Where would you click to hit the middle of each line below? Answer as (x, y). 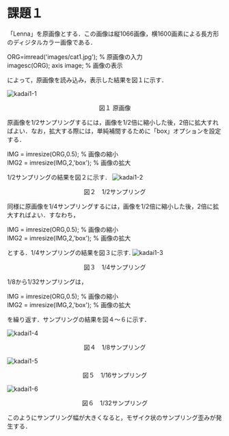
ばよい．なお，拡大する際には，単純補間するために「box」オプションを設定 (114, 131)
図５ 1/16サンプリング (115, 375)
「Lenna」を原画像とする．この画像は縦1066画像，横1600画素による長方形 (113, 34)
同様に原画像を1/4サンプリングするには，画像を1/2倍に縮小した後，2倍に (110, 206)
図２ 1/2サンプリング (115, 191)
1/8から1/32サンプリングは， (47, 282)
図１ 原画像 (115, 108)
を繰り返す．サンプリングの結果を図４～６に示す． (79, 319)
